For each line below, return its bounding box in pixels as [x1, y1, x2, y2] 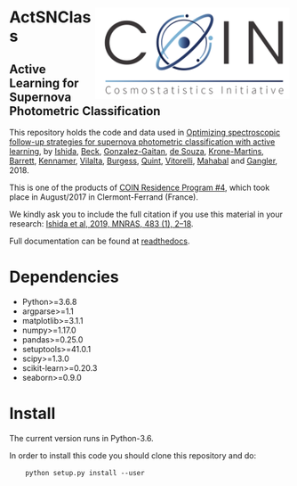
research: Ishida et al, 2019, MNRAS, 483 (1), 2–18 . [9, 218, 194, 229]
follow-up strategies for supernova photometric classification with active [9, 136, 276, 147]
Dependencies [9, 267, 119, 287]
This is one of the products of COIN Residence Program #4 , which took [9, 182, 270, 193]
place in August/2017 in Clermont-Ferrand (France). [9, 192, 198, 202]
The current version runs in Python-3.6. [9, 432, 154, 443]
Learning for [9, 75, 79, 91]
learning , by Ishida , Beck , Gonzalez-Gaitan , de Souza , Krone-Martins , [9, 146, 264, 156]
